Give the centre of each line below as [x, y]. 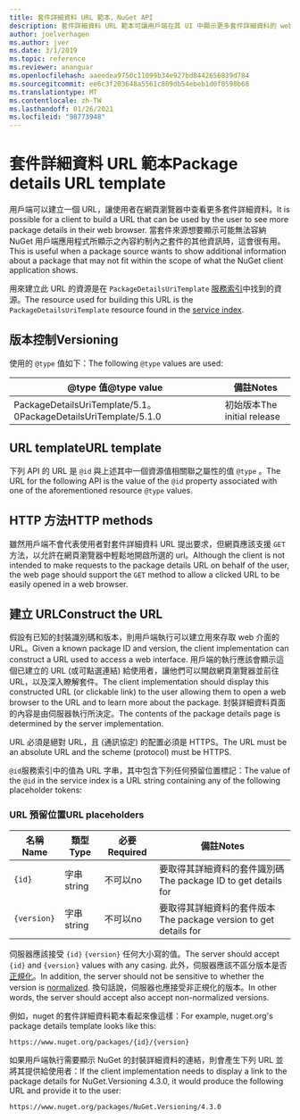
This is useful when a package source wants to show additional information [148, 252]
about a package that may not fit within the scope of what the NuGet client [146, 261]
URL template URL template [86, 448]
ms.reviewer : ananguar [51, 68]
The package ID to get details [221, 880]
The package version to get [217, 919]
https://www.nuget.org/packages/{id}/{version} [100, 1042]
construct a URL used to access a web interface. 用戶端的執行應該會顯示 [143, 660]
